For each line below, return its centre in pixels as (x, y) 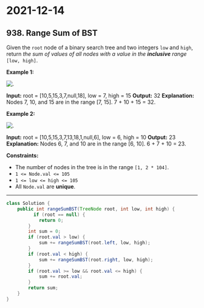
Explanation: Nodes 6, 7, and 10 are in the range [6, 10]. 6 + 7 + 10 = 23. (96, 144)
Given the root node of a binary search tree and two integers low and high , (100, 47)
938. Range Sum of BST (52, 33)
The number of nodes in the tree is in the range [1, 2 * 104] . (92, 167)
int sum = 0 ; (45, 232)
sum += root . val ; (61, 276)
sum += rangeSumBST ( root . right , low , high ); (96, 259)
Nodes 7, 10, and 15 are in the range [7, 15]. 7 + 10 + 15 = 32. (81, 102)
